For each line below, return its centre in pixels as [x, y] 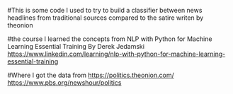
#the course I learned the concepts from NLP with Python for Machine [110, 39]
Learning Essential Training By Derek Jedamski [76, 46]
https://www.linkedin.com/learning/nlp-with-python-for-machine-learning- [116, 54]
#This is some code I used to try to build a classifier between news [105, 10]
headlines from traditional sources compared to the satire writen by [106, 18]
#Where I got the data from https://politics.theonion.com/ [91, 75]
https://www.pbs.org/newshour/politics [64, 83]
